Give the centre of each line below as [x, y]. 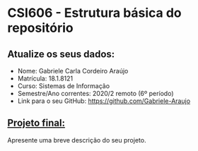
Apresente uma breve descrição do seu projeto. [77, 140]
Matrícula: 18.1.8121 [45, 78]
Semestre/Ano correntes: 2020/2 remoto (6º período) [96, 93]
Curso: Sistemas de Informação [64, 86]
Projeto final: [36, 123]
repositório [40, 28]
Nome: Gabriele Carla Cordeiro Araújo [73, 71]
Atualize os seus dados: [61, 54]
